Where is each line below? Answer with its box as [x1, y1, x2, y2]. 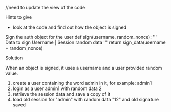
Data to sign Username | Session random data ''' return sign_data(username [5, 39, 166, 46]
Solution [5, 55, 23, 61]
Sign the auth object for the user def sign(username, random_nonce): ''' [5, 34, 157, 40]
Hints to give [5, 14, 32, 20]
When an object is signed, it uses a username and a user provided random [5, 65, 162, 71]
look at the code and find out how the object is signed [12, 24, 127, 30]
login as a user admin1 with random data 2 [12, 85, 102, 92]
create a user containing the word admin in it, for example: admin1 [12, 80, 152, 86]
